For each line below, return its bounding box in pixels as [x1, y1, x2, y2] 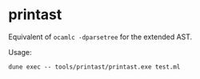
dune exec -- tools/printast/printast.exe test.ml [8, 62, 181, 71]
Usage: [8, 47, 32, 57]
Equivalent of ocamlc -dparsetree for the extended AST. [8, 32, 193, 41]
